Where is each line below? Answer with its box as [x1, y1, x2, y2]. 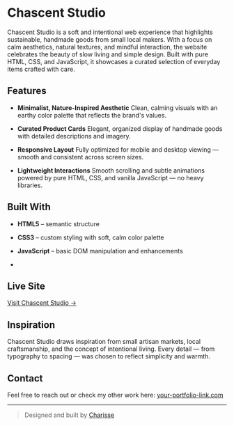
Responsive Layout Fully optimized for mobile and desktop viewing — [17, 145, 219, 154]
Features [7, 85, 47, 97]
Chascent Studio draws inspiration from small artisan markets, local [7, 338, 201, 346]
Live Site [7, 280, 45, 292]
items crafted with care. [7, 65, 75, 73]
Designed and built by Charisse [24, 411, 115, 419]
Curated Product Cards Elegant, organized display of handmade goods [17, 124, 223, 133]
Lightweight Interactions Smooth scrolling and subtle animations [17, 166, 205, 175]
